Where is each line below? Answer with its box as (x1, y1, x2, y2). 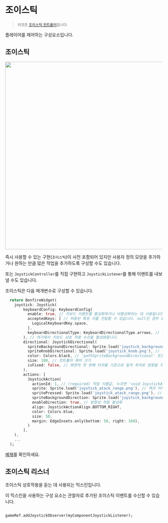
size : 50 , (31, 413, 52, 419)
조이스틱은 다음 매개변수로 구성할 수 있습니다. (5, 287, 93, 293)
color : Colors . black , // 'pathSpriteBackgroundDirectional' (27, 353, 155, 358)
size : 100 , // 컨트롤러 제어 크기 (27, 358, 91, 363)
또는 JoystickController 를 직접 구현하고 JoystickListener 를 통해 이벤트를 (5, 270, 153, 276)
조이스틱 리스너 (5, 467, 49, 476)
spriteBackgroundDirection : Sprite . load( (31, 395, 120, 400)
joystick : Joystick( (14, 302, 57, 307)
